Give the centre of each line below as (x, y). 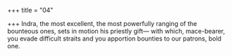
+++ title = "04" (30, 10)
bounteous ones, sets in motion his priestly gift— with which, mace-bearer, (116, 31)
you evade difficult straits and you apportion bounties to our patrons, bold (115, 38)
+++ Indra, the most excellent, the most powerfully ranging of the (102, 23)
